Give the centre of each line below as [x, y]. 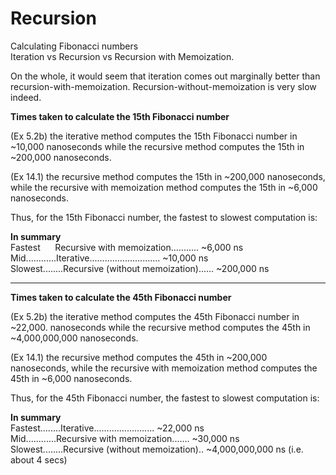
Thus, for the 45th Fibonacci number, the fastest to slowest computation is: [165, 398]
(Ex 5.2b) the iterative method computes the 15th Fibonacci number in [154, 136]
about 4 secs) [39, 459]
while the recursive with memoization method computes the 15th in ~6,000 [164, 187]
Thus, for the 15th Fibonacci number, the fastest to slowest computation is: [164, 217]
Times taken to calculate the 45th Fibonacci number [121, 297]
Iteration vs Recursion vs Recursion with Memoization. [122, 56]
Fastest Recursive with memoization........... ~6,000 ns [127, 247]
